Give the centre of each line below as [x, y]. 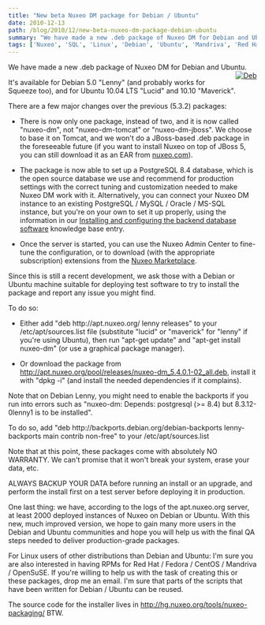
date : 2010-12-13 [37, 23]
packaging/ [26, 613]
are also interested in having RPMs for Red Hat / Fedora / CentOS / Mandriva [132, 564]
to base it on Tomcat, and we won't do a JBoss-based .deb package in [134, 138]
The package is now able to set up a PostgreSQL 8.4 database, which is [136, 170]
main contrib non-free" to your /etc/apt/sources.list [126, 436]
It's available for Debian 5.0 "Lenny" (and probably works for [107, 83]
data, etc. [24, 468]
